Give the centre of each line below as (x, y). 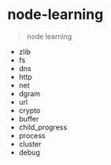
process (32, 135)
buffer (29, 118)
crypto (30, 110)
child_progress (43, 127)
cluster (30, 144)
